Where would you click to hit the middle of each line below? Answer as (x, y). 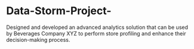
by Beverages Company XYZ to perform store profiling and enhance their (96, 33)
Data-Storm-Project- (59, 11)
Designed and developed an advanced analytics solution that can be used (97, 27)
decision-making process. (38, 40)
